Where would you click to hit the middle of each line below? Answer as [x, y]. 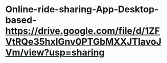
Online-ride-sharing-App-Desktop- [82, 9]
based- [21, 20]
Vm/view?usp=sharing [55, 53]
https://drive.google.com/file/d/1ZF [83, 31]
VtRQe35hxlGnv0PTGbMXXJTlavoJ [83, 42]
